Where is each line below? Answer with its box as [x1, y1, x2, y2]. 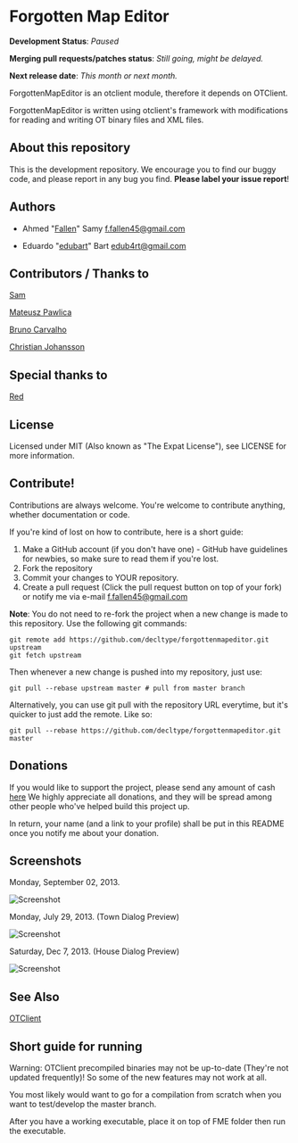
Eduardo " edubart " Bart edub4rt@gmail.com [21, 240, 186, 251]
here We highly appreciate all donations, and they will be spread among [9, 791, 272, 802]
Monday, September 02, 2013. [9, 877, 120, 888]
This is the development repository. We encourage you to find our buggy [9, 163, 277, 175]
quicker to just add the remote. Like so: [9, 708, 153, 719]
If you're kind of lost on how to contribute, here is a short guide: [9, 526, 244, 537]
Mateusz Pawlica [9, 307, 72, 318]
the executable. [9, 1126, 67, 1137]
